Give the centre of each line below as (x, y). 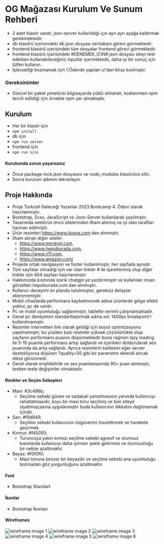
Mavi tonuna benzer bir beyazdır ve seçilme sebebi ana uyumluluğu (87, 459)
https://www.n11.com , (41, 254)
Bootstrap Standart (31, 486)
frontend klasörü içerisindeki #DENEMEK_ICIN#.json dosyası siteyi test (83, 54)
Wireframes (18, 520)
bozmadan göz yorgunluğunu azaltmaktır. (61, 464)
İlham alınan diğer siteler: (37, 238)
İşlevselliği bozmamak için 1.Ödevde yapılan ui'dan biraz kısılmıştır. (79, 69)
